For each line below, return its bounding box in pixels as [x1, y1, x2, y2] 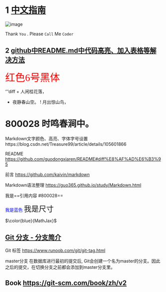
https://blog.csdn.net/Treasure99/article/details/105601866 [5, 141, 127, 147]
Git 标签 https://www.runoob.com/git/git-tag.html [5, 247, 106, 253]
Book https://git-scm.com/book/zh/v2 [5, 279, 127, 287]
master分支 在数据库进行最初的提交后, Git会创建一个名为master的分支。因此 [5, 258, 161, 264]
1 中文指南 [5, 4, 46, 16]
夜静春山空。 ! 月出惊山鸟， [12, 99, 69, 105]
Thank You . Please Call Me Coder [5, 31, 74, 37]
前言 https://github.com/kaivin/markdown [5, 172, 90, 177]
